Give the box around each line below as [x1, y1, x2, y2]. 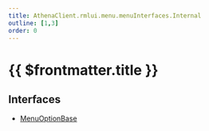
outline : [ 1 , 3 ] [8, 19, 59, 27]
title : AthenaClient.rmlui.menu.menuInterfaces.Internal [8, 11, 202, 20]
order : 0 [8, 26, 37, 34]
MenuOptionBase [19, 113, 77, 124]
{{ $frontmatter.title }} [8, 61, 159, 79]
